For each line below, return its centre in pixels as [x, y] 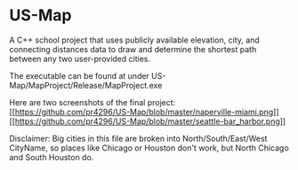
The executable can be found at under [79, 75]
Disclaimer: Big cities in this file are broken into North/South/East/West [138, 138]
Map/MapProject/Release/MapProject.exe [86, 85]
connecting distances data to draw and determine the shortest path [133, 49]
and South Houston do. [52, 157]
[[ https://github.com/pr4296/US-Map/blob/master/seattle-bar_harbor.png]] [148, 121]
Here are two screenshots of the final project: [93, 102]
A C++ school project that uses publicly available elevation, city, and [134, 40]
